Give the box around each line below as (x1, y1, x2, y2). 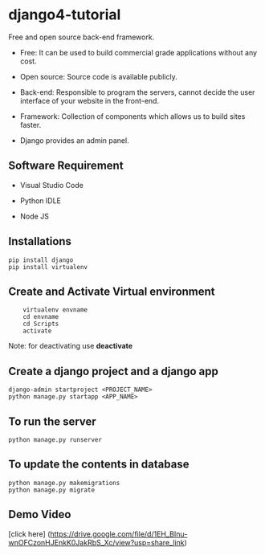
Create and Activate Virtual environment (8, 284, 215, 298)
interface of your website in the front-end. (19, 96, 159, 105)
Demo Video (8, 508, 71, 521)
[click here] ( (8, 528, 51, 539)
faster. (19, 120, 42, 129)
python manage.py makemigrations (8, 479, 120, 487)
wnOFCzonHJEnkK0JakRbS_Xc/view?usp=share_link (8, 537, 185, 547)
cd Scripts (22, 320, 59, 329)
